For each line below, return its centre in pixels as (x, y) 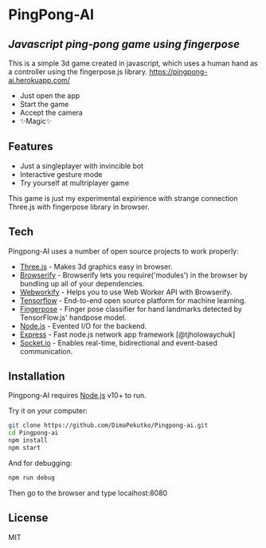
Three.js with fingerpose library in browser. (79, 207)
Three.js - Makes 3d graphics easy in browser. (96, 266)
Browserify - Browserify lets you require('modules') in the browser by (134, 275)
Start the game (44, 104)
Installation (37, 377)
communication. (46, 351)
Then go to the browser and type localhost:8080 (88, 493)
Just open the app (50, 96)
